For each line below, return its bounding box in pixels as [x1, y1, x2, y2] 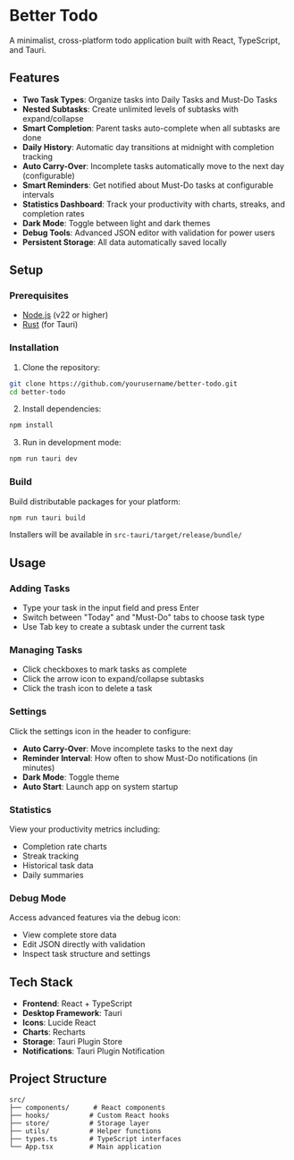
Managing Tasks [9, 644, 83, 656]
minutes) [21, 762, 55, 773]
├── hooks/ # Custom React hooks [9, 1111, 170, 1120]
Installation [9, 342, 60, 354]
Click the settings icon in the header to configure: [9, 725, 191, 736]
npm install [9, 421, 54, 430]
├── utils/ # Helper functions [9, 1126, 163, 1136]
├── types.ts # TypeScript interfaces [9, 1134, 181, 1143]
